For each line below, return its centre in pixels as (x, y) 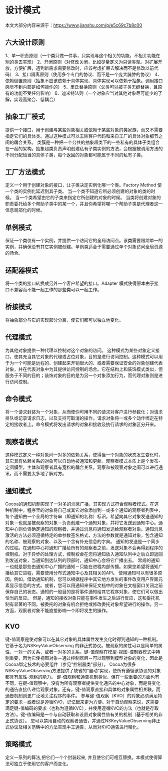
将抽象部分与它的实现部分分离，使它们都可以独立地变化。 (64, 320)
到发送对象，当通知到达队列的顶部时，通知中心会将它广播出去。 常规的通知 (82, 560)
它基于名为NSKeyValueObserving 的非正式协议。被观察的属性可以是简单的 (82, 645)
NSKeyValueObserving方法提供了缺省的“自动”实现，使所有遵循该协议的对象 (83, 670)
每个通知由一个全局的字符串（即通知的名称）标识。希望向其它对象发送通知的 (84, 516)
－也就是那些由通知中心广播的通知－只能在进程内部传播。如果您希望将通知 (82, 566)
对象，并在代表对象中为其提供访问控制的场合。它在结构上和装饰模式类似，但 (84, 369)
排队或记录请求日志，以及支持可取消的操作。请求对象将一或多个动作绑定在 (82, 418)
